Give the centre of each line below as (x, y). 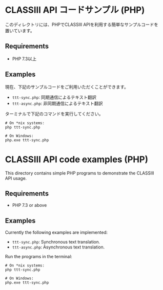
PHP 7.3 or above (30, 205)
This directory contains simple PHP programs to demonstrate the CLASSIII (80, 173)
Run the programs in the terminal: (39, 257)
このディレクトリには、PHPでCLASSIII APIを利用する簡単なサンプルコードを (82, 24)
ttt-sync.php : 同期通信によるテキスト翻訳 (54, 97)
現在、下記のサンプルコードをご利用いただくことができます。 (67, 87)
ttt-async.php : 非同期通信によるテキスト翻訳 (58, 103)
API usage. (16, 178)
